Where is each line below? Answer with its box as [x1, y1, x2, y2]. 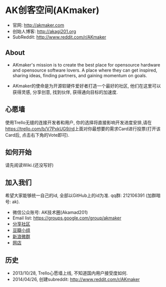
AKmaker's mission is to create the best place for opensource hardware [12, 62, 160, 68]
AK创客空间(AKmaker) [5, 5, 99, 16]
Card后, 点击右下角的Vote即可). [5, 132, 69, 138]
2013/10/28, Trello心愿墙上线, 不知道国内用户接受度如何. [12, 270, 128, 276]
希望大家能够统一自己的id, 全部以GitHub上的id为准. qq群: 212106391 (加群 [5, 192, 156, 198]
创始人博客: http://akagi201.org [12, 28, 76, 34]
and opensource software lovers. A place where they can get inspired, [12, 67, 157, 73]
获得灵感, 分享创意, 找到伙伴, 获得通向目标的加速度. [12, 89, 118, 95]
